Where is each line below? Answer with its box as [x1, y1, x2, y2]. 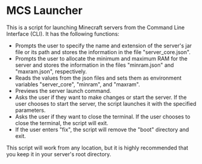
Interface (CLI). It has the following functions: [6, 30, 120, 37]
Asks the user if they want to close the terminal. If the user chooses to [15, 113, 190, 120]
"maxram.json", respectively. [15, 67, 87, 75]
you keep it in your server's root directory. [6, 150, 112, 158]
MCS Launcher [6, 4, 83, 18]
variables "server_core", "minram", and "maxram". [15, 80, 141, 88]
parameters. [15, 106, 46, 114]
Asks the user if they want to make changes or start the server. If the [15, 94, 187, 101]
